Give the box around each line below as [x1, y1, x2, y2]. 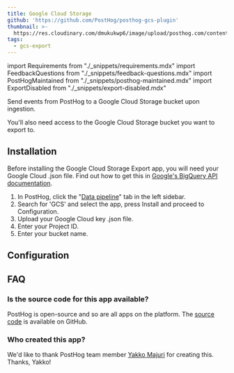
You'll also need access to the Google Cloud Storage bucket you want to [7, 118, 215, 126]
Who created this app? [7, 335, 86, 344]
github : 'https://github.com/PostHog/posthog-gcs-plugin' [7, 17, 179, 24]
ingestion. [7, 105, 36, 113]
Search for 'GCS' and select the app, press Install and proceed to [17, 200, 205, 208]
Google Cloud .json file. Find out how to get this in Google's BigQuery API [7, 171, 218, 180]
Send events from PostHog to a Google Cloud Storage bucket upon [7, 97, 200, 105]
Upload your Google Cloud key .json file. [17, 214, 134, 223]
